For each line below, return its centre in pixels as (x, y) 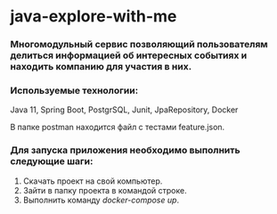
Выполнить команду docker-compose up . (101, 200)
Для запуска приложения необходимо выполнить (125, 151)
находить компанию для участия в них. (101, 67)
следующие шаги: (52, 161)
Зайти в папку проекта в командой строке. (105, 190)
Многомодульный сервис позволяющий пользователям (139, 45)
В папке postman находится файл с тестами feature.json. (118, 128)
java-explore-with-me (94, 16)
